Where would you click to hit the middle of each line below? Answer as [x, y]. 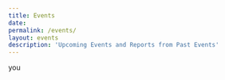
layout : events [34, 38]
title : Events [32, 15]
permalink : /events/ [43, 30]
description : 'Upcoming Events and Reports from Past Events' [114, 45]
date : [17, 23]
